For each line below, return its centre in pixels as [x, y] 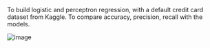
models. [19, 24]
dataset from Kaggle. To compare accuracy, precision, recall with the [105, 17]
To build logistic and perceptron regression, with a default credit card [105, 10]
